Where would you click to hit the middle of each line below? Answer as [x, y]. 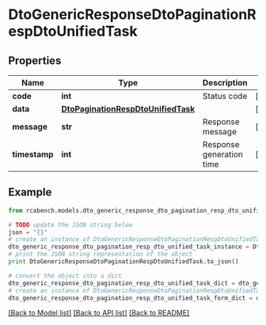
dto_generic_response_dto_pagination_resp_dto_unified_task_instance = [129, 247]
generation [222, 154]
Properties [35, 60]
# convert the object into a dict [65, 276]
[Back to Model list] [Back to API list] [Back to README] [99, 313]
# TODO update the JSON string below [70, 225]
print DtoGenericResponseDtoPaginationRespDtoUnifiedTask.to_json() [123, 262]
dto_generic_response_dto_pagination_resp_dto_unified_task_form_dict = [131, 298]
